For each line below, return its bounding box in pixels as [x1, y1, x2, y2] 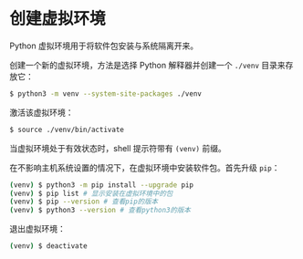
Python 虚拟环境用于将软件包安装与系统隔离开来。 [9, 40, 199, 51]
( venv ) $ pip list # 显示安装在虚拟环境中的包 [9, 189, 173, 198]
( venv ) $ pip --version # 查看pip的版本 [9, 197, 158, 206]
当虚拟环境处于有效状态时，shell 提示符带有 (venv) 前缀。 [9, 142, 226, 153]
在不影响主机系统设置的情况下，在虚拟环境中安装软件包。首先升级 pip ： [9, 161, 280, 173]
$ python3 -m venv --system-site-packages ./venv [9, 88, 203, 98]
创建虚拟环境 [9, 8, 107, 29]
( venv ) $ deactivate [9, 242, 89, 251]
